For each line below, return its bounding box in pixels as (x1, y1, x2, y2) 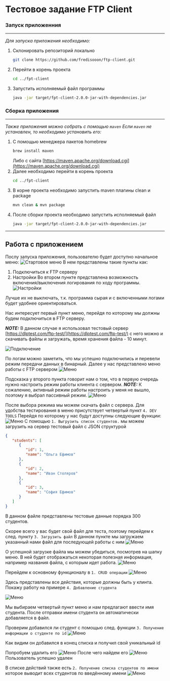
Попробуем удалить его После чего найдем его (5, 649, 128, 656)
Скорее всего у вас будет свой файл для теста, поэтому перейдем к (5, 528, 154, 534)
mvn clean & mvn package (12, 202, 65, 208)
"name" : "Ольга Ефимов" (25, 452, 76, 457)
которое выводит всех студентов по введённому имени (5, 670, 126, 676)
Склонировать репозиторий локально (12, 48, 95, 54)
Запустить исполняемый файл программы (12, 86, 105, 92)
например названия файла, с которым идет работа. (5, 559, 117, 565)
